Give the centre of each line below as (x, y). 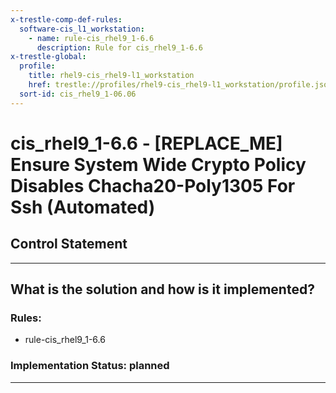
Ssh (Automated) (83, 207)
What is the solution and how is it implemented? (162, 289)
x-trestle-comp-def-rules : (66, 19)
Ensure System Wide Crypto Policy (158, 164)
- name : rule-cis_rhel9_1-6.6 (91, 38)
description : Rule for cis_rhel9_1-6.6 (119, 47)
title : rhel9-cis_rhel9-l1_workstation (111, 76)
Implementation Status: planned (90, 366)
